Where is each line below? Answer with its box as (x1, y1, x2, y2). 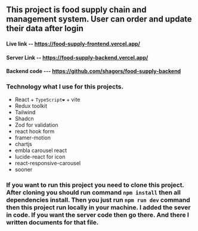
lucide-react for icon (14, 153, 66, 160)
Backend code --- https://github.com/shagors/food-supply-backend (6, 68, 181, 75)
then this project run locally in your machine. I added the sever (6, 203, 191, 212)
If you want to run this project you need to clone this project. (6, 181, 184, 189)
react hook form (14, 128, 55, 135)
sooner (14, 166, 33, 173)
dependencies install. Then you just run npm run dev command (6, 196, 191, 204)
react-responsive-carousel (14, 160, 81, 167)
